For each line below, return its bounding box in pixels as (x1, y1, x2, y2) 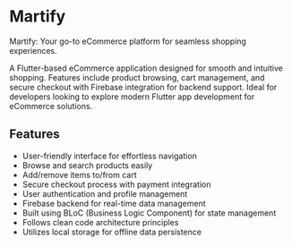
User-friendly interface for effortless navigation (21, 150, 197, 161)
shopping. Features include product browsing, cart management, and (9, 72, 265, 82)
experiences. (9, 45, 58, 55)
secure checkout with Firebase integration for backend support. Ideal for (9, 81, 278, 92)
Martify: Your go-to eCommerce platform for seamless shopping (9, 36, 246, 47)
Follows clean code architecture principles (21, 216, 179, 227)
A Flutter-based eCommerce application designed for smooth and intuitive (9, 63, 284, 73)
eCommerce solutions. (9, 100, 93, 111)
